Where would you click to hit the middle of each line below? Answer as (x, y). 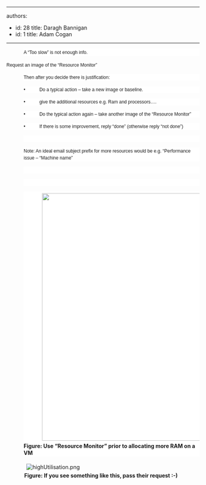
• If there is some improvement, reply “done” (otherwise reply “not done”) (104, 126)
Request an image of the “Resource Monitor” (52, 65)
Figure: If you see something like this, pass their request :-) (101, 475)
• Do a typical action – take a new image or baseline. (83, 90)
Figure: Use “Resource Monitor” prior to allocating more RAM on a (109, 446)
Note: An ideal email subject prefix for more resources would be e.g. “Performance (107, 151)
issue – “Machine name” (48, 158)
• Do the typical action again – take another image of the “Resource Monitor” (108, 114)
